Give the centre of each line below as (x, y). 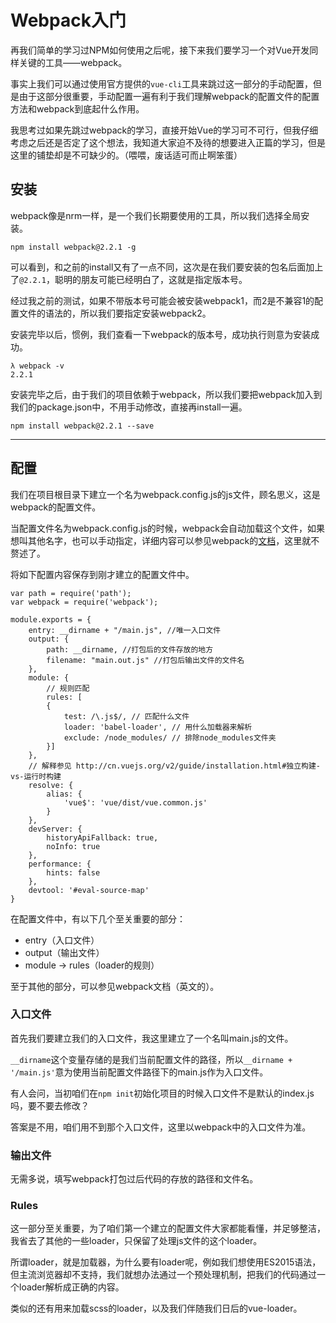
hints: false (73, 872)
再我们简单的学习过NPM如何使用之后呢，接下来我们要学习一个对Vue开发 (160, 50)
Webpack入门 (68, 20)
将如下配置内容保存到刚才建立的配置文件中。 (102, 574)
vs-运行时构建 (36, 776)
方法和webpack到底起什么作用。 (77, 108)
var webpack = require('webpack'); (84, 602)
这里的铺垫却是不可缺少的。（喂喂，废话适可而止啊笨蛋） (126, 155)
